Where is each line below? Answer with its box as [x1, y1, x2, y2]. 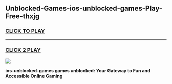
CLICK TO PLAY [5, 27, 45, 35]
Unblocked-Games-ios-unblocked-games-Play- [5, 4, 163, 13]
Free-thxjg [5, 12, 40, 21]
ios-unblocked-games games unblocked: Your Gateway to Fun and [5, 67, 150, 73]
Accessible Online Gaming [5, 73, 63, 79]
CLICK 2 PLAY [5, 46, 41, 53]
